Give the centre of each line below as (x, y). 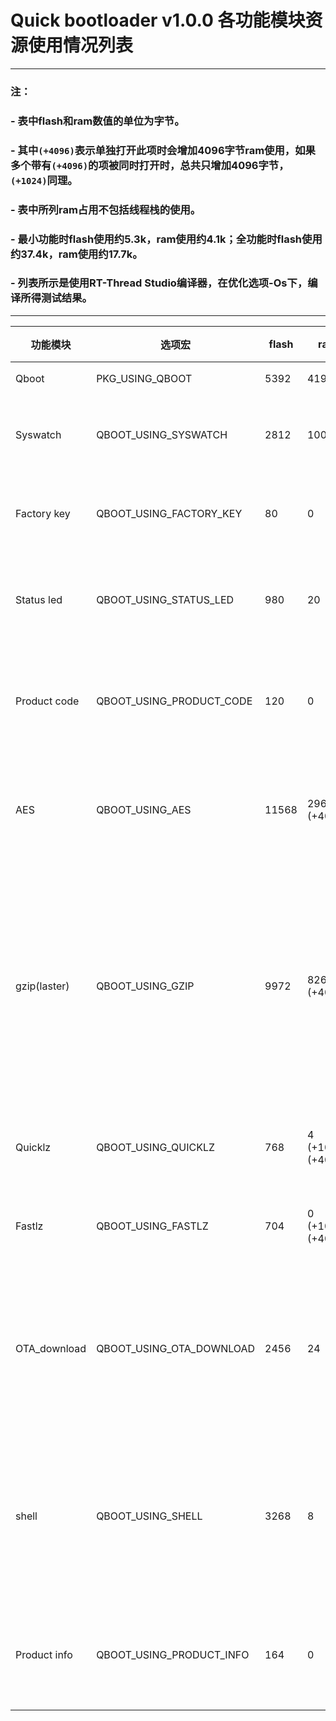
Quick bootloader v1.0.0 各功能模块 (158, 20)
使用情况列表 (81, 45)
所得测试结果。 (56, 298)
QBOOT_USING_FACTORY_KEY (169, 513)
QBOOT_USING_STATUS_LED (165, 599)
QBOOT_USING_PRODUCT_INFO (173, 1654)
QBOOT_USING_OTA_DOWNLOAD (176, 1348)
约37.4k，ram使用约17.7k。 (76, 254)
